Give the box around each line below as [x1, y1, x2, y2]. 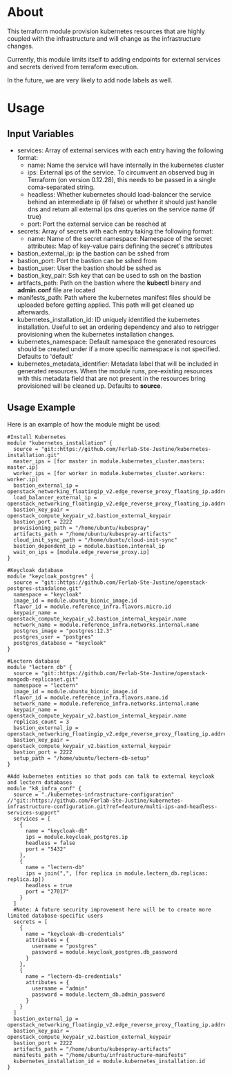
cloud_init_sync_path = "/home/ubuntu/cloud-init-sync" [13, 536, 177, 544]
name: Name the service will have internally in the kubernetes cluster [27, 161, 224, 169]
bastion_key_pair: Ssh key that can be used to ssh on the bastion [17, 271, 202, 279]
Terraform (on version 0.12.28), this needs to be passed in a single [27, 175, 216, 184]
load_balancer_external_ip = [13, 494, 97, 501]
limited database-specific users [7, 912, 104, 919]
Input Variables [7, 127, 75, 139]
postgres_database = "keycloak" [13, 639, 107, 646]
